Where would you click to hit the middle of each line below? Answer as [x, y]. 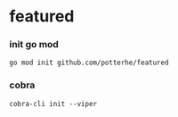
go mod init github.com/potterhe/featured [89, 63]
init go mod [34, 45]
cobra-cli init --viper [53, 104]
